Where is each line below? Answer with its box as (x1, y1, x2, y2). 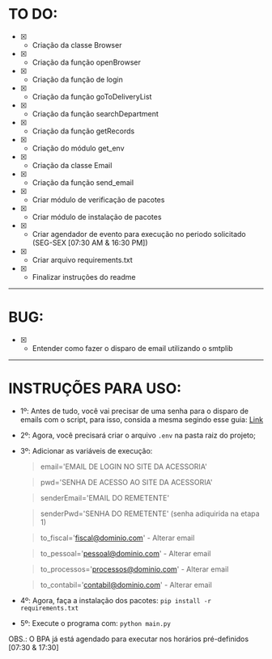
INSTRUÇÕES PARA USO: (8, 379, 182, 398)
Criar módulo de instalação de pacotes (32, 212, 162, 222)
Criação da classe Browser (32, 40, 122, 49)
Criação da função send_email (32, 177, 134, 187)
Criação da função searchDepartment (32, 108, 159, 118)
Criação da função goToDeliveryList (32, 91, 152, 101)
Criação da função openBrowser (32, 57, 142, 67)
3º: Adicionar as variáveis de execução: (19, 446, 153, 455)
